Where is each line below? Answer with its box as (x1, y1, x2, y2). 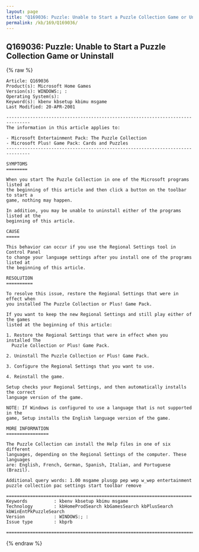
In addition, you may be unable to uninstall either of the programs (6, 208, 182, 214)
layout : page (6, 8, 38, 15)
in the (6, 410, 23, 416)
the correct (6, 390, 36, 395)
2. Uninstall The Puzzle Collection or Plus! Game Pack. (6, 353, 150, 359)
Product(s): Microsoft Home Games (6, 84, 92, 90)
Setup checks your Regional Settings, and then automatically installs (6, 384, 187, 390)
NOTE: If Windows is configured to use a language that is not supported (6, 405, 192, 411)
